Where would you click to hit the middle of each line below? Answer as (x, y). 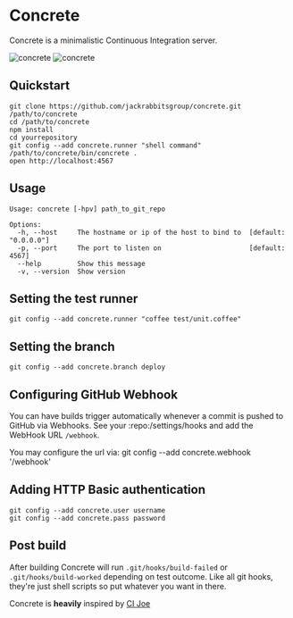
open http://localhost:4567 (62, 161)
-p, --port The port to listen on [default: (151, 248)
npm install (31, 129)
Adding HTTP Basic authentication (107, 490)
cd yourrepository (43, 138)
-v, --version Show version (71, 271)
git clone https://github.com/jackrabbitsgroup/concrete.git (126, 106)
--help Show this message (81, 263)
